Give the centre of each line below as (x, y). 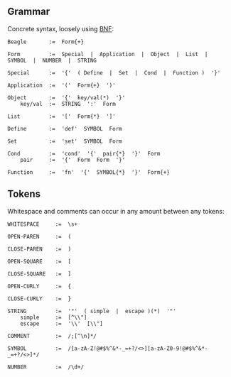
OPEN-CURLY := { (39, 286)
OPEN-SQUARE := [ (39, 261)
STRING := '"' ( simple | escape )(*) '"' (92, 311)
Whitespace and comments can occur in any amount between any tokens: (116, 211)
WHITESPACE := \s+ (43, 224)
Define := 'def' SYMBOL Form (65, 129)
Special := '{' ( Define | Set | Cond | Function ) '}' (114, 73)
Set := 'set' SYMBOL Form (65, 141)
